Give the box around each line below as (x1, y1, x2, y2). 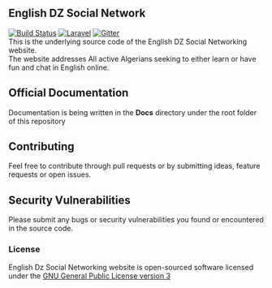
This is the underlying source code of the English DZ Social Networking (8, 37, 248, 46)
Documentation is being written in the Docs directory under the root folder (8, 107, 257, 117)
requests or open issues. (8, 170, 92, 179)
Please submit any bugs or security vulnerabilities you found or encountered (8, 215, 264, 225)
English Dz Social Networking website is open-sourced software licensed (8, 262, 254, 272)
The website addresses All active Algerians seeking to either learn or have (8, 54, 257, 63)
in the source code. (8, 223, 73, 234)
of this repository (8, 116, 67, 126)
